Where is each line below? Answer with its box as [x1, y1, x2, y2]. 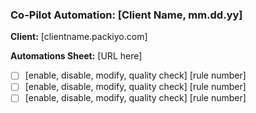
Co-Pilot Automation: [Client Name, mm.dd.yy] [10, 8, 243, 22]
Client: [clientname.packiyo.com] [10, 31, 148, 43]
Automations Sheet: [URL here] [10, 50, 143, 62]
